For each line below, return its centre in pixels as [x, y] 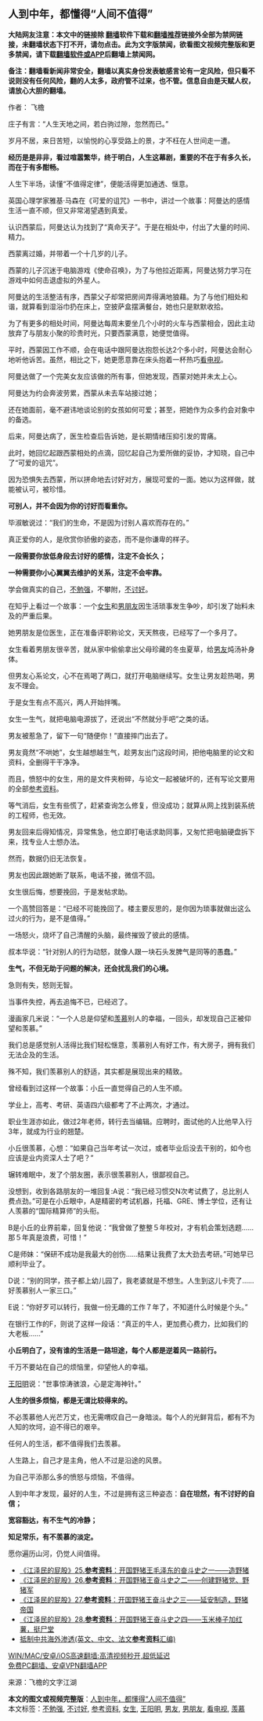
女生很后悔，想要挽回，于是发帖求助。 [70, 892]
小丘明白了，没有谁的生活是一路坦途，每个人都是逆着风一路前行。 [114, 1350]
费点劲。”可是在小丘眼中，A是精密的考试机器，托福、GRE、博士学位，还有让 [130, 1201]
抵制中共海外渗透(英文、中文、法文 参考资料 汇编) [97, 1639]
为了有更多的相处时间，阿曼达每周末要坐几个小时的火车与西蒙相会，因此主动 [131, 323]
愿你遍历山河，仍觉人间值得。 [56, 1553]
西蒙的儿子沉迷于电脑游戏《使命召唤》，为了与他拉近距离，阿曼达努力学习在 [130, 270]
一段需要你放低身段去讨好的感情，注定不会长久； [87, 555]
